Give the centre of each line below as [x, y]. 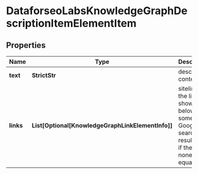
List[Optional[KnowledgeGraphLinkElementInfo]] [102, 125]
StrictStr [44, 75]
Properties [26, 45]
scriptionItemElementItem [71, 23]
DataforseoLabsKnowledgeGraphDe [97, 11]
